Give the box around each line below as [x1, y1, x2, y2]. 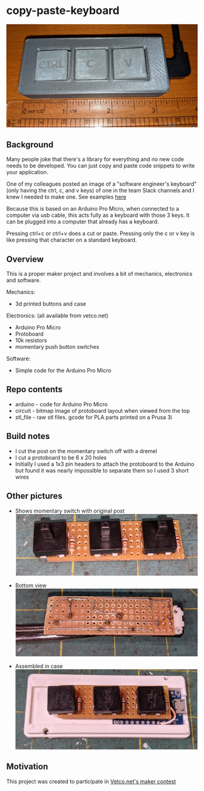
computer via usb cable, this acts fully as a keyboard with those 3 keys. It [6, 211, 190, 219]
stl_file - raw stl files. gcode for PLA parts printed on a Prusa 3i [15, 413, 172, 421]
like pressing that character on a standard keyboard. [6, 236, 137, 244]
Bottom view [15, 582, 47, 589]
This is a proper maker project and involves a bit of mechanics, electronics [6, 270, 193, 278]
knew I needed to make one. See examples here [6, 193, 126, 201]
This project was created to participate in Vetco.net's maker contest [6, 778, 176, 785]
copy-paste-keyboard [6, 4, 120, 18]
